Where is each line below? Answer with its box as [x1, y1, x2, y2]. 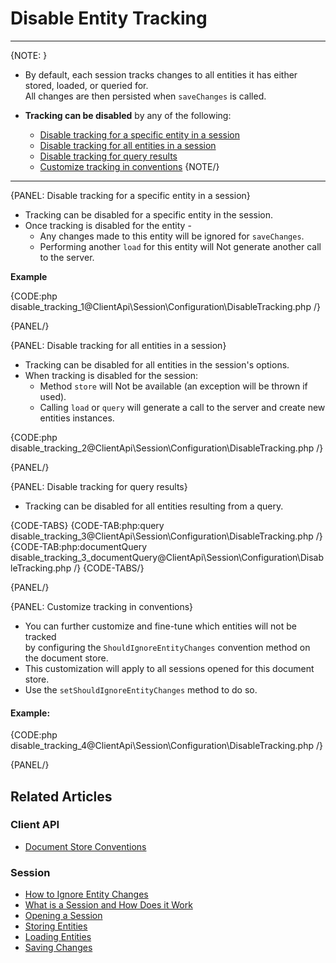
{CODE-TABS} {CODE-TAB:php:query [10, 519, 165, 531]
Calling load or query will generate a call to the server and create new [39, 401, 326, 413]
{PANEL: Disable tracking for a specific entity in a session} [10, 189, 251, 201]
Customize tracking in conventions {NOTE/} [39, 160, 220, 172]
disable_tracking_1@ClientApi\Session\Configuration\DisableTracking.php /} [10, 300, 321, 312]
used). [39, 390, 67, 402]
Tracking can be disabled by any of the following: [24, 109, 232, 121]
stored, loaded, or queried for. [24, 79, 149, 91]
